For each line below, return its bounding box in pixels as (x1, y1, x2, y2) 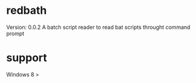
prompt (6, 29, 25, 37)
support (6, 51, 47, 65)
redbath (6, 4, 47, 17)
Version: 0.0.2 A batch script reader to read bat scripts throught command (6, 23, 191, 31)
